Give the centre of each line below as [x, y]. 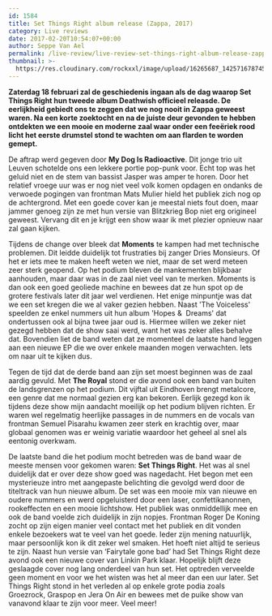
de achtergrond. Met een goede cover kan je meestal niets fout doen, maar [134, 202]
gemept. [23, 144]
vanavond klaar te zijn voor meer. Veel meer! [83, 603]
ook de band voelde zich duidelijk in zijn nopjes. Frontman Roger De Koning [134, 517]
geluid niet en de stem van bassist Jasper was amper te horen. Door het [129, 176]
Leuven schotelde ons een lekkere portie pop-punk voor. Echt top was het [132, 168]
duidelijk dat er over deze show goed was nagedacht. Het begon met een [131, 474]
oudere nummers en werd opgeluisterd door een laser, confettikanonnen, [130, 499]
